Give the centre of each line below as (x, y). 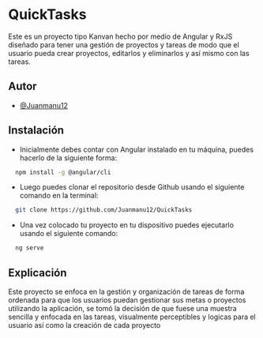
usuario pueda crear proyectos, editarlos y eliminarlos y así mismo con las (129, 53)
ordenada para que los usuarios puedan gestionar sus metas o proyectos (127, 300)
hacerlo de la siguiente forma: (68, 158)
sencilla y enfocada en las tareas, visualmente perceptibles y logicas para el (132, 317)
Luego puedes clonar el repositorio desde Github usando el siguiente (132, 187)
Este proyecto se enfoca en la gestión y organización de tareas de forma (126, 291)
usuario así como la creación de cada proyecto (85, 325)
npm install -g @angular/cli (63, 172)
